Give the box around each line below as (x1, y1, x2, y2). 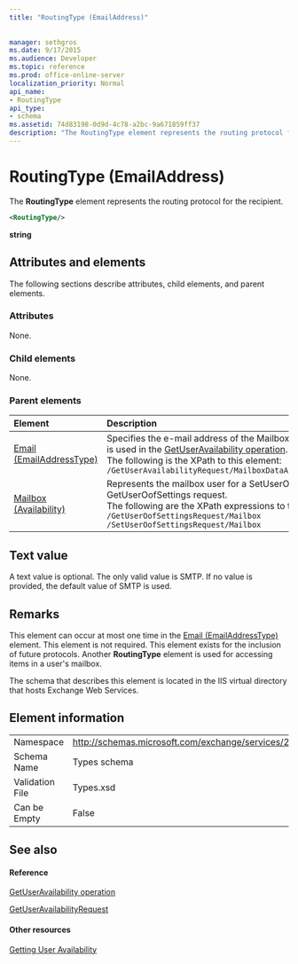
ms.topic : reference (9, 63, 86, 72)
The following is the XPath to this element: (106, 454, 282, 466)
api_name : (9, 87, 46, 96)
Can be (13, 801, 44, 813)
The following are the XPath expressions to (106, 500, 286, 513)
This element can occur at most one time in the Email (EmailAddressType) (9, 631, 278, 641)
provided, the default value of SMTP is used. (9, 581, 172, 592)
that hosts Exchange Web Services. (9, 685, 139, 696)
